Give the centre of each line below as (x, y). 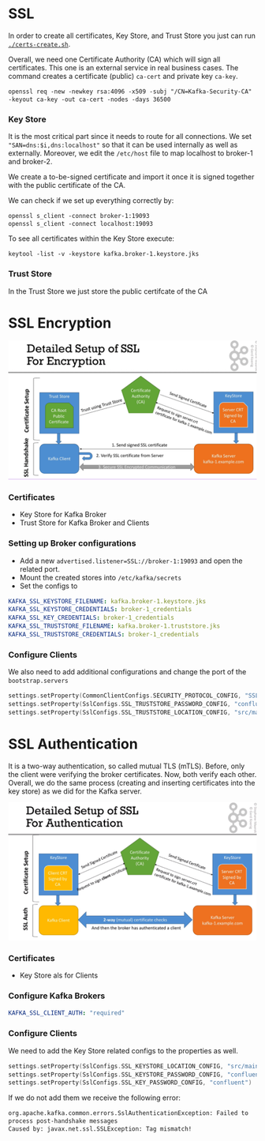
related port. (40, 569)
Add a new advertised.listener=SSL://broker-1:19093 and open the (131, 561)
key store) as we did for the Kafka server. (75, 791)
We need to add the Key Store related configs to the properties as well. (123, 1050)
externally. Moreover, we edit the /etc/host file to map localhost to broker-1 (131, 153)
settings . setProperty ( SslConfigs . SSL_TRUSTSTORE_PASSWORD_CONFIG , (119, 704)
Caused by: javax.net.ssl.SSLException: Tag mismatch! (100, 1129)
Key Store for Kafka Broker (63, 515)
